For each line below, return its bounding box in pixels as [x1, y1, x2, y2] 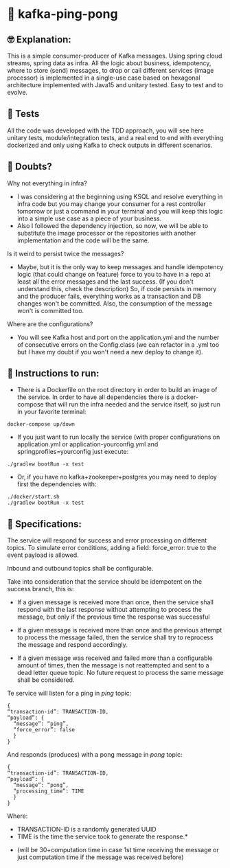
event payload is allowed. [7, 551, 79, 559]
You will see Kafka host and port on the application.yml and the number [16, 333, 220, 341]
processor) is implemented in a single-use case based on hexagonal [7, 73, 200, 82]
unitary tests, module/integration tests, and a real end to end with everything [7, 133, 224, 141]
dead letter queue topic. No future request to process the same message [16, 669, 224, 677]
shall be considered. [16, 676, 75, 684]
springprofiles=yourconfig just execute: [16, 448, 129, 456]
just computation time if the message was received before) [16, 853, 184, 861]
